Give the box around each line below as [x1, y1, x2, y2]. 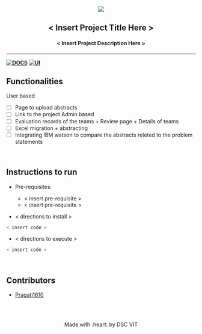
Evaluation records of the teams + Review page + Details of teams [14, 117, 179, 125]
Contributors [6, 275, 56, 285]
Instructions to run [6, 167, 78, 178]
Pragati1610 [14, 291, 44, 298]
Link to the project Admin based [14, 111, 94, 118]
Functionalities [6, 76, 63, 87]
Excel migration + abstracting [14, 124, 88, 132]
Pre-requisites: [14, 183, 52, 190]
